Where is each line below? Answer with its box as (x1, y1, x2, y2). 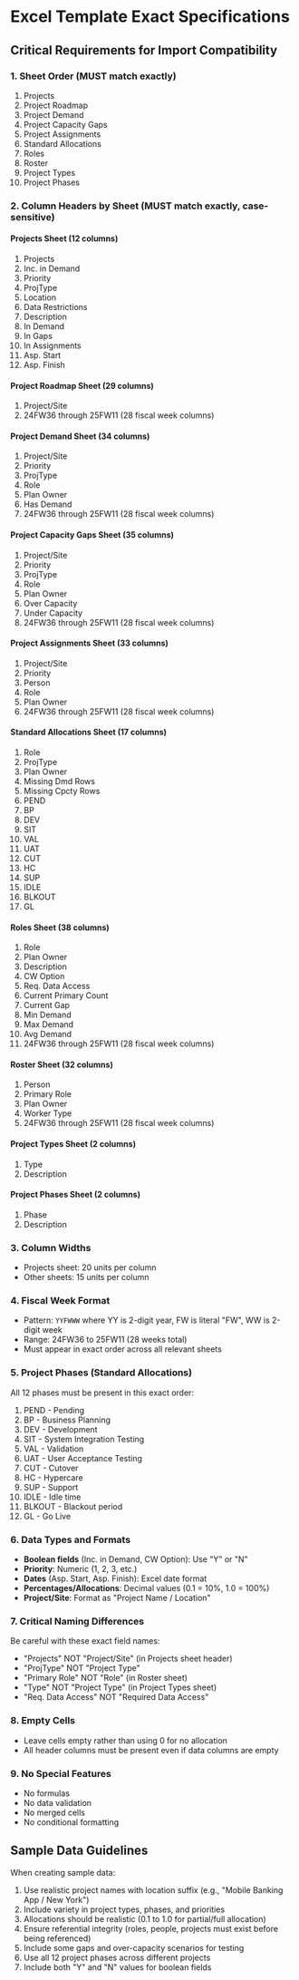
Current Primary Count (23, 990, 109, 1001)
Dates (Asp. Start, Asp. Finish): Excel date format (23, 1573, 207, 1584)
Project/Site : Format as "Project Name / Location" (23, 1593, 211, 1604)
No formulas (23, 1788, 71, 1799)
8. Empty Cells (10, 1714, 76, 1727)
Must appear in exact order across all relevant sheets (23, 1344, 223, 1354)
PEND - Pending (23, 1404, 85, 1415)
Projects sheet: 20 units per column (23, 1262, 157, 1273)
